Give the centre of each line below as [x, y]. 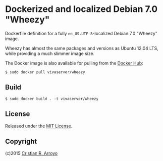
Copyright [21, 141]
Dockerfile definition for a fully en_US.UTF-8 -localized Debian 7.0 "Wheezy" [81, 33]
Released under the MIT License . [39, 126]
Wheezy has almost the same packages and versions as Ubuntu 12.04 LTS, [82, 48]
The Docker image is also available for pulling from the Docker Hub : [74, 63]
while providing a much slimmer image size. [50, 54]
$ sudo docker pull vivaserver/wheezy [45, 72]
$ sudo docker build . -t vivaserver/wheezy [52, 99]
